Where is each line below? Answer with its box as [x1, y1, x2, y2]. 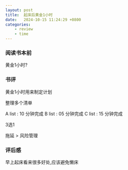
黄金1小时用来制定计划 [5, 88, 52, 95]
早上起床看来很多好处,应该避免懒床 [5, 159, 79, 165]
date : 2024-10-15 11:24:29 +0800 [5, 17, 81, 22]
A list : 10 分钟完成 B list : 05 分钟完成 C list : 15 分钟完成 [5, 110, 123, 117]
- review [14, 27, 33, 32]
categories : [5, 22, 31, 27]
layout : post [5, 7, 33, 13]
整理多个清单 [5, 100, 32, 106]
